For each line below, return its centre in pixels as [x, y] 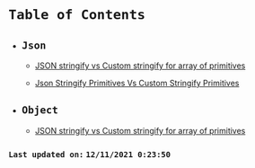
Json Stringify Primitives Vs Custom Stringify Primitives [137, 83]
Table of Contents [77, 15]
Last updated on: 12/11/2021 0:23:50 [90, 154]
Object [40, 110]
